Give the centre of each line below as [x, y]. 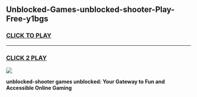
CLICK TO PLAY [29, 36]
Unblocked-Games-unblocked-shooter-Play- [90, 10]
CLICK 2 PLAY [26, 58]
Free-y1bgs [27, 19]
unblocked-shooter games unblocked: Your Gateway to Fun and [86, 81]
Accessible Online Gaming [39, 88]
